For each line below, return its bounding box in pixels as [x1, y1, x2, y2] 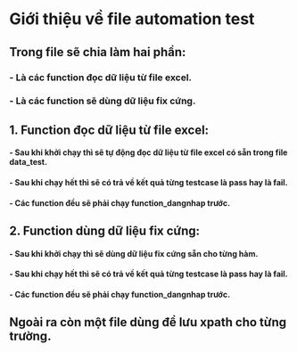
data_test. [9, 157, 47, 168]
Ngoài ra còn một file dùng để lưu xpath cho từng [9, 315, 287, 330]
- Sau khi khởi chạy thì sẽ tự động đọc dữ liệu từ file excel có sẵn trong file [9, 147, 288, 158]
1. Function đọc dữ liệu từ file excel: [9, 122, 210, 137]
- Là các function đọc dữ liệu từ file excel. [9, 71, 193, 84]
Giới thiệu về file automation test [9, 9, 255, 29]
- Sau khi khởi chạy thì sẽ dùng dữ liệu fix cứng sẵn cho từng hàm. [9, 248, 259, 258]
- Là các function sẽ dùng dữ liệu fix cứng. [9, 94, 196, 107]
